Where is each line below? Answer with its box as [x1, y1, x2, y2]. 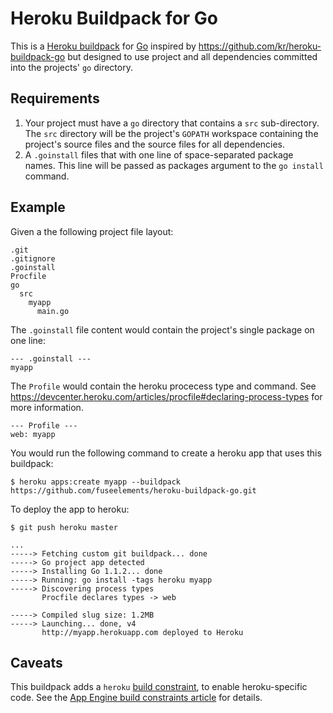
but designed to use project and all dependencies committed [67, 50, 318, 62]
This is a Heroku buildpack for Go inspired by [10, 40, 197, 52]
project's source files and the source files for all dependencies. [24, 138, 286, 150]
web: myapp [10, 429, 56, 439]
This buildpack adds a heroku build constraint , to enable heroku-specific [10, 681, 308, 693]
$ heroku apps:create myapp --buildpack [10, 477, 182, 487]
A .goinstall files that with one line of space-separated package [24, 148, 294, 161]
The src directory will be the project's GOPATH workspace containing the [24, 127, 319, 139]
